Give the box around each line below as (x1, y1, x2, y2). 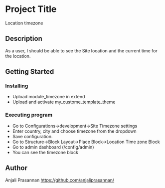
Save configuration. (12, 133, 53, 139)
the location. (5, 53, 31, 59)
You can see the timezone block (12, 149, 79, 155)
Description (5, 34, 42, 43)
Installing (5, 82, 28, 89)
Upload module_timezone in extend (12, 94, 85, 100)
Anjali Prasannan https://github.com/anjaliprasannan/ (5, 177, 115, 183)
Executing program (5, 111, 53, 118)
